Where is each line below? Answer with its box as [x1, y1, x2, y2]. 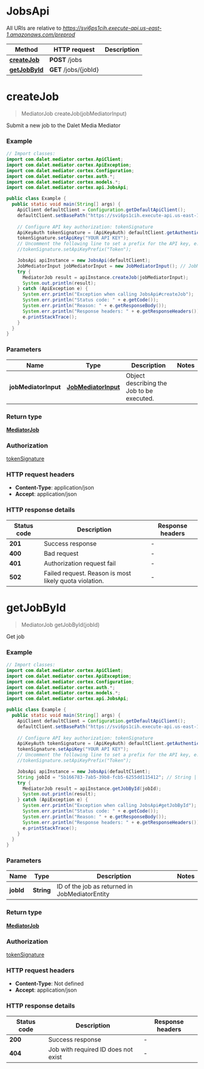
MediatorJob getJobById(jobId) [21, 621, 100, 628]
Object [126, 371, 145, 379]
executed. [126, 394, 154, 403]
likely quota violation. [43, 576, 104, 585]
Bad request [43, 549, 79, 558]
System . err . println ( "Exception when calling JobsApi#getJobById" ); [22, 803, 197, 809]
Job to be [126, 386, 153, 395]
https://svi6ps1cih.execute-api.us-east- [63, 24, 162, 32]
